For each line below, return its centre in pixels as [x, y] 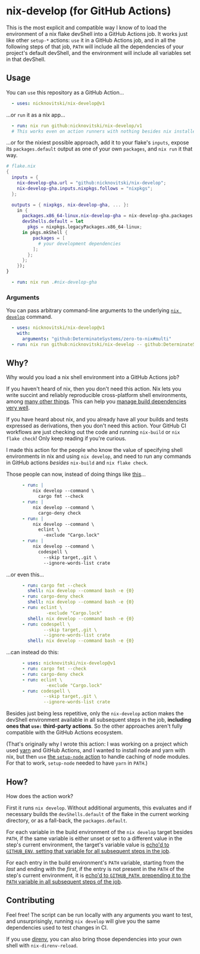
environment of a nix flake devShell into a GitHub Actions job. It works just [97, 33]
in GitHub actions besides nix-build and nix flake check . [77, 463]
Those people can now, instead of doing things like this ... [76, 474]
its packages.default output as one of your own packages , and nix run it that [99, 149]
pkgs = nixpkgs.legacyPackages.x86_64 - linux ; [85, 227]
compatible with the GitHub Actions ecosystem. [65, 733]
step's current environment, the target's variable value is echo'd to [88, 845]
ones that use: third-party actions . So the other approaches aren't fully [94, 726]
